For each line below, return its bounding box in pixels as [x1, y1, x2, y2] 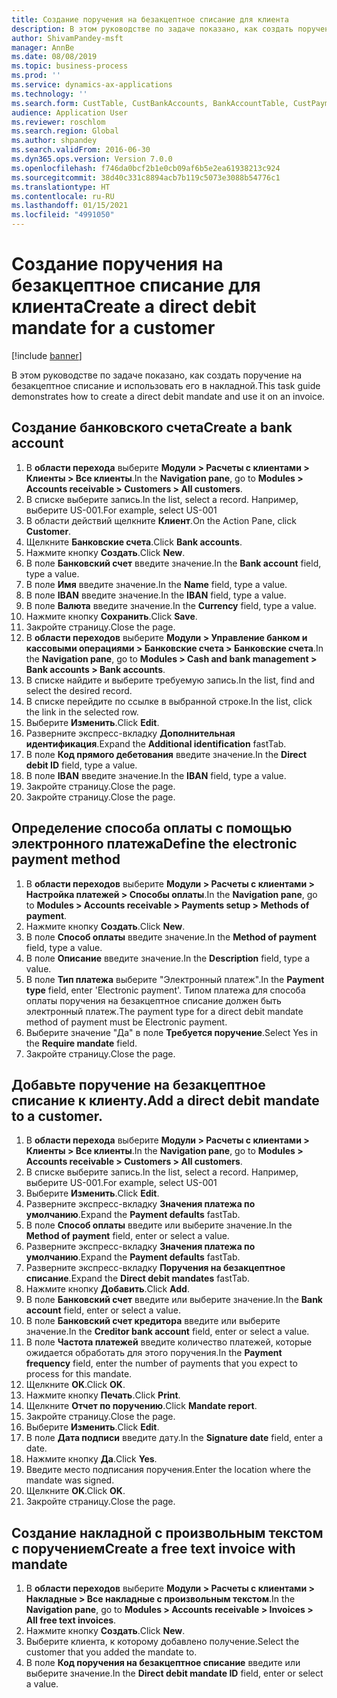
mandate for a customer [11, 317, 216, 340]
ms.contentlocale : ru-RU [11, 191, 115, 201]
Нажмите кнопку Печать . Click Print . [25, 1389, 181, 1401]
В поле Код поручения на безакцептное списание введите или [25, 1657, 301, 1669]
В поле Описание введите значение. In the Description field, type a [25, 952, 311, 964]
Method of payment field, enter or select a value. [25, 1230, 230, 1242]
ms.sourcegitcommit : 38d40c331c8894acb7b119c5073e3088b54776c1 [11, 172, 281, 183]
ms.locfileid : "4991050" [11, 210, 115, 220]
